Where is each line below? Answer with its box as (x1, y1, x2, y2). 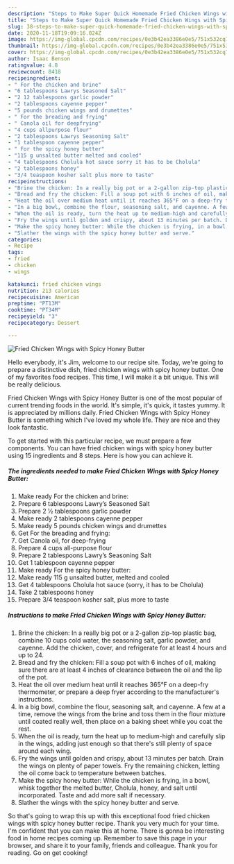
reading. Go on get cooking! (8, 848, 88, 857)
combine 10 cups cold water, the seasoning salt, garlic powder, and (17, 636, 211, 644)
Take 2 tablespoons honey (17, 588, 94, 596)
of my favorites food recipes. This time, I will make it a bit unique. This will (8, 373, 219, 381)
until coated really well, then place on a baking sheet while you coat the (17, 717, 223, 725)
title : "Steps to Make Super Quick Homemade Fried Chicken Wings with (8, 17, 217, 24)
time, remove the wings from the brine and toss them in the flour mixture (17, 709, 226, 718)
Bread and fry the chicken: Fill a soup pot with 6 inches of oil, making (17, 658, 216, 666)
